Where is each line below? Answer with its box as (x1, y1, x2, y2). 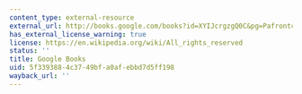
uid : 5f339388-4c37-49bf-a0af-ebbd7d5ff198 (9, 64, 175, 73)
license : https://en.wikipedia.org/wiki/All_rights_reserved (9, 38, 244, 47)
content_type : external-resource (9, 13, 135, 22)
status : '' (9, 47, 50, 56)
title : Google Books (9, 55, 87, 64)
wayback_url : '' (9, 72, 70, 81)
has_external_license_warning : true (9, 30, 147, 38)
